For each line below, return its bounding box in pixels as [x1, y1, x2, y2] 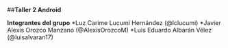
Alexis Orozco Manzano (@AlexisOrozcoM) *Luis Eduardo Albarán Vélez [7, 26, 212, 34]
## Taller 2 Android [7, 6, 62, 14]
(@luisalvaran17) [7, 33, 53, 41]
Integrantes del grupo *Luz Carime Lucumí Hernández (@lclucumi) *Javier [7, 19, 221, 26]
